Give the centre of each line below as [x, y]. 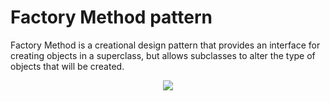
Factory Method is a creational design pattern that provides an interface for [165, 45]
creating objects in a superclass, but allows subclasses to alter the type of [163, 55]
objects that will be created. [67, 66]
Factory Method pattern [111, 17]
